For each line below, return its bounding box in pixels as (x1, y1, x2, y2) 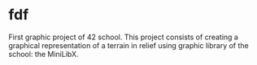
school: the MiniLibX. (8, 49, 79, 59)
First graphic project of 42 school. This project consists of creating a (8, 32, 238, 42)
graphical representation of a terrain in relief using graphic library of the (8, 40, 250, 50)
